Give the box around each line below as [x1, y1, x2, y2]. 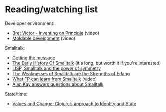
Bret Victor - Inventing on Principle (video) [12, 30, 100, 36]
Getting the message [12, 54, 56, 61]
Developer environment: [5, 20, 55, 26]
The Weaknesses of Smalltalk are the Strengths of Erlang [12, 70, 130, 76]
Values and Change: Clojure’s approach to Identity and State [12, 100, 136, 106]
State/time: [5, 91, 28, 97]
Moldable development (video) [12, 35, 76, 41]
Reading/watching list [5, 4, 98, 15]
